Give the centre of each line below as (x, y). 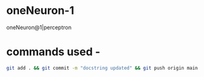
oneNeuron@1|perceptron (39, 27)
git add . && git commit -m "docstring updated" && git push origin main (102, 68)
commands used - (53, 52)
